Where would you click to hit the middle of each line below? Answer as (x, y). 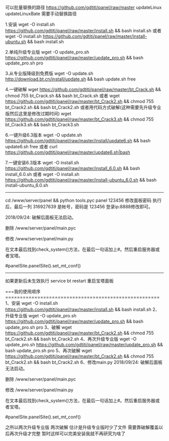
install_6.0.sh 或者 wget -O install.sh (42, 174)
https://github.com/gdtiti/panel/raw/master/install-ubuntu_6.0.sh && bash (81, 180)
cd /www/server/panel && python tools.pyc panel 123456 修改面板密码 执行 (83, 200)
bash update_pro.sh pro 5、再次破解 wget (49, 350)
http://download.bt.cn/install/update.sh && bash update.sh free (70, 79)
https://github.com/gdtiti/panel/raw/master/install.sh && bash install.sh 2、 (82, 309)
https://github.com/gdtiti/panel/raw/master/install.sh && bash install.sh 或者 (83, 31)
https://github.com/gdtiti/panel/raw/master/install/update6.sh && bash (78, 141)
